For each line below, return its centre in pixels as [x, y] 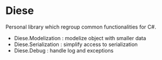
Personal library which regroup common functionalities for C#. [81, 27]
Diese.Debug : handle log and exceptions [64, 50]
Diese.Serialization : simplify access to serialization [76, 44]
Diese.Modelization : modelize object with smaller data [80, 38]
